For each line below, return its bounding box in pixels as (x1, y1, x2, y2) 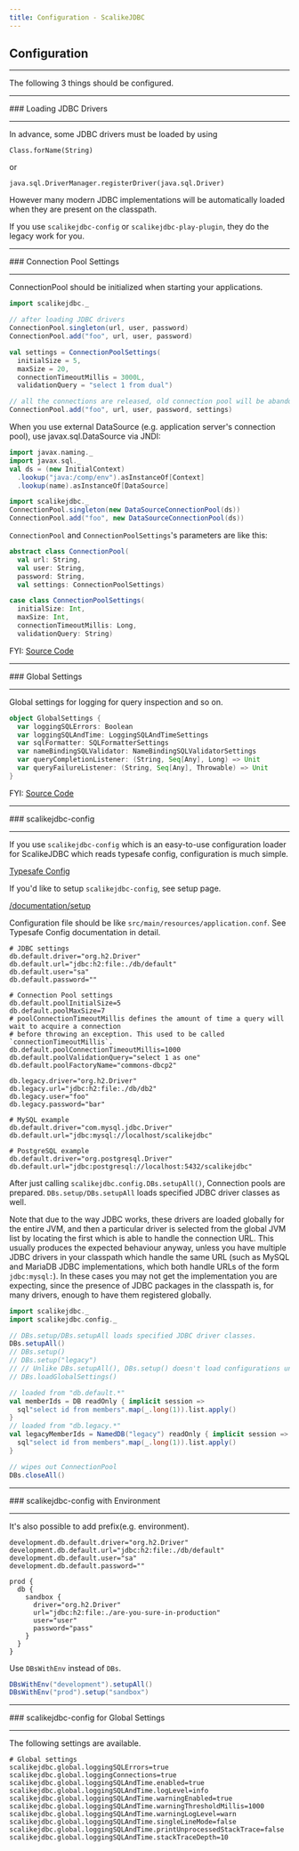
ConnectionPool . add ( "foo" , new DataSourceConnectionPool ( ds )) (9, 513, 245, 523)
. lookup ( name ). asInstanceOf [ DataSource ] (17, 481, 169, 490)
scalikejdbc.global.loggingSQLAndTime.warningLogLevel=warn (9, 1810, 238, 1819)
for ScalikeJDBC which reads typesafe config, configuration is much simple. (9, 848, 289, 859)
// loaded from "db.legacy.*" (9, 1421, 122, 1431)
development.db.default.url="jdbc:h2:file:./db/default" (9, 1546, 225, 1555)
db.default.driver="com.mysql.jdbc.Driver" (9, 1123, 174, 1132)
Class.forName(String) (9, 146, 93, 156)
